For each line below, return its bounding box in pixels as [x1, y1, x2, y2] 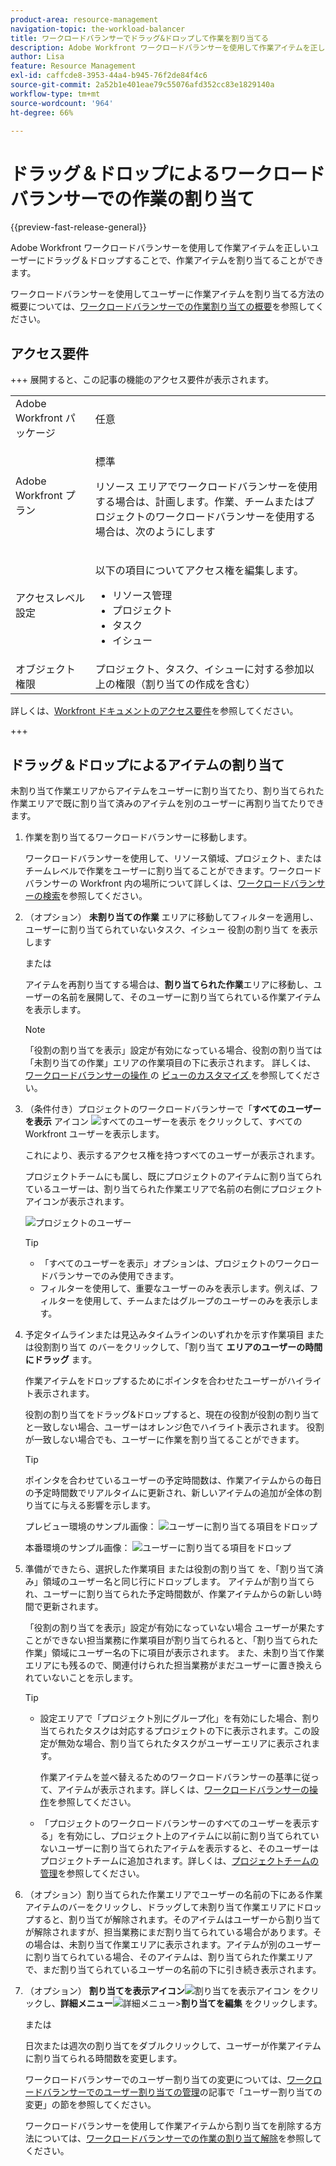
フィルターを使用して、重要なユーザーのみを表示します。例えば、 [39, 1282, 310, 1294]
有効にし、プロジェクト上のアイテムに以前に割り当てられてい [66, 1829, 320, 1841]
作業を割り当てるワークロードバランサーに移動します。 [24, 831, 253, 843]
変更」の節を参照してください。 [24, 2098, 157, 2110]
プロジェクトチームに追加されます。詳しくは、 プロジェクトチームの [39, 1854, 320, 1866]
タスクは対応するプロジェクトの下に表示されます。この [83, 1724, 312, 1736]
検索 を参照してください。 [42, 889, 148, 901]
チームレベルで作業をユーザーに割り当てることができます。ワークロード [24, 864, 322, 876]
